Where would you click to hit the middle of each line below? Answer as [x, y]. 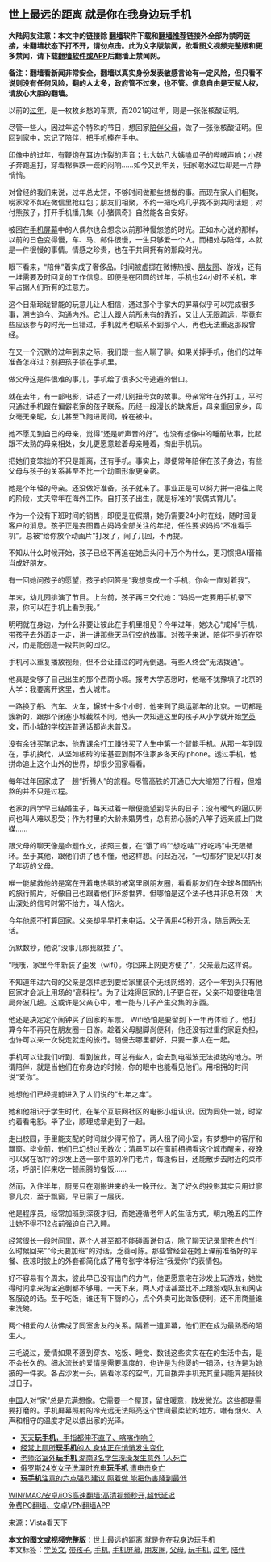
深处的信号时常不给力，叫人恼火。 [72, 903]
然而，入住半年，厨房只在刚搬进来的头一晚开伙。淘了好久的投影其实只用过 [132, 1185]
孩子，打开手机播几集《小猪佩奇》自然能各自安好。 [107, 212]
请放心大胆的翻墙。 [40, 93]
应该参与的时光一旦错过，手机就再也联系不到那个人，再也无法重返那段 [131, 324]
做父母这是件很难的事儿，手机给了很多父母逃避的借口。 [100, 379]
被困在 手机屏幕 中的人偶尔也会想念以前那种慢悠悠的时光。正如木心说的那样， [135, 229]
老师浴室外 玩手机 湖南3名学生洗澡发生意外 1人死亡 [104, 1458]
